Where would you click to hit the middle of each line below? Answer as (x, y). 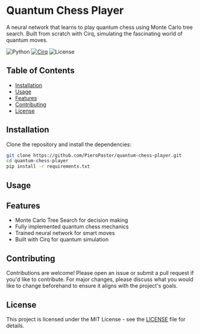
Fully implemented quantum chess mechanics (72, 227)
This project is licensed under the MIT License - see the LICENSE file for (96, 320)
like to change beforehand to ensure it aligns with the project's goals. (92, 286)
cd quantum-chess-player (37, 161)
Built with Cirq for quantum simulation (62, 239)
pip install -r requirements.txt (48, 166)
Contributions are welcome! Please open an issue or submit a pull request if (100, 273)
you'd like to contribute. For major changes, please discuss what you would (100, 279)
